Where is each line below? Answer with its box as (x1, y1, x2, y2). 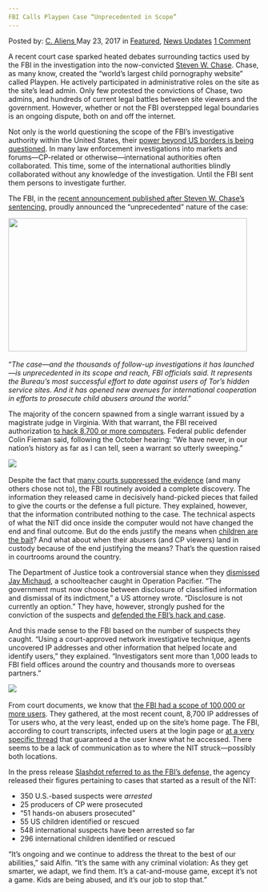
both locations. (8, 751, 58, 761)
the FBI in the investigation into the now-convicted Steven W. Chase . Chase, (8, 60, 259, 70)
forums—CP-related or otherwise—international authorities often (8, 152, 222, 162)
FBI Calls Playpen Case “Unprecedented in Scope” (8, 13, 178, 21)
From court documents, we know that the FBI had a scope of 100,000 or (8, 700, 246, 710)
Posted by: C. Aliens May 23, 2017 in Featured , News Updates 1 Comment (8, 36, 251, 46)
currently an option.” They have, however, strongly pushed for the (8, 602, 226, 611)
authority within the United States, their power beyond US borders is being (8, 135, 254, 144)
